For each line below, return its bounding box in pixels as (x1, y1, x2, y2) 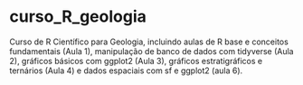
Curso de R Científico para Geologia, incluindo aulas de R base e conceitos (9, 36, 289, 47)
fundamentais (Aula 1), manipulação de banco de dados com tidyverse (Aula (9, 45, 294, 56)
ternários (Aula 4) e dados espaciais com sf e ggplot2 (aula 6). (9, 65, 243, 76)
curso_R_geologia (9, 6, 147, 27)
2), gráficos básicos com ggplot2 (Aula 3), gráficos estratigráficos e (9, 55, 263, 66)
